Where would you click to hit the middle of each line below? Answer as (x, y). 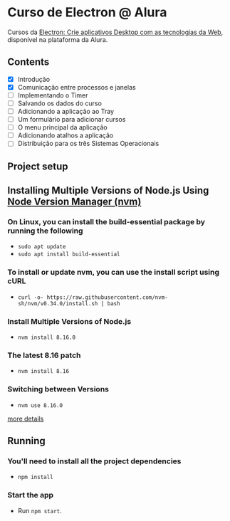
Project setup (38, 166)
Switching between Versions (58, 389)
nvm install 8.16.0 (47, 337)
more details (26, 419)
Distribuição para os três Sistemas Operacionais (88, 144)
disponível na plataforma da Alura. (58, 39)
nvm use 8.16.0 (40, 405)
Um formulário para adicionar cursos (72, 120)
